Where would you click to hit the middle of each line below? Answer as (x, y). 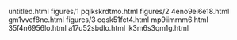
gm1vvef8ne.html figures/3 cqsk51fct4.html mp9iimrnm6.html (108, 20)
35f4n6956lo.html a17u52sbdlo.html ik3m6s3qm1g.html (98, 28)
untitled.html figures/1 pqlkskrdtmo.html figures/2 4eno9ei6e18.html (119, 11)
